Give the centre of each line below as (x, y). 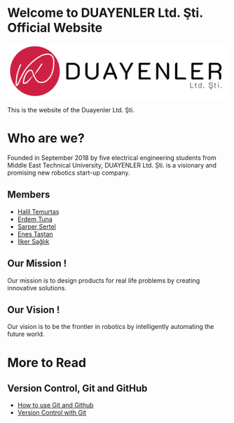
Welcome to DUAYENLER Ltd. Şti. (105, 13)
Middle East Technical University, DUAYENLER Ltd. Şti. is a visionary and (112, 165)
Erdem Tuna (35, 219)
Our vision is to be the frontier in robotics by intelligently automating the (111, 327)
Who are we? (46, 139)
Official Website (55, 28)
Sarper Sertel (36, 227)
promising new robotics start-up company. (69, 173)
